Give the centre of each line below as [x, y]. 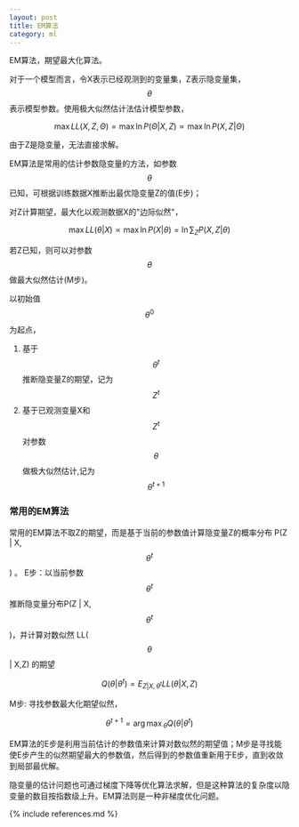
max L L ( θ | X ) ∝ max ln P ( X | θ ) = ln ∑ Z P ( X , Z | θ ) [149, 231]
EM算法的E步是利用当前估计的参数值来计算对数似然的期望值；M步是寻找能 [146, 743]
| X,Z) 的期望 [32, 664]
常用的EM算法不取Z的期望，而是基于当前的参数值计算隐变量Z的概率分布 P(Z [148, 532]
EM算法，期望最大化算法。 [58, 60]
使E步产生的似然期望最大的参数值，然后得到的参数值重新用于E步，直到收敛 [146, 755]
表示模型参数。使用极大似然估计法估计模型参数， [99, 108]
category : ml [33, 34]
